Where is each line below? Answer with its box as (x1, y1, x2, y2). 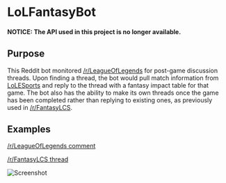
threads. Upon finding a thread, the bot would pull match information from (7, 74, 219, 82)
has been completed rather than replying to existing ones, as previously (7, 95, 213, 104)
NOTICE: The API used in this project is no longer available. (7, 27, 181, 35)
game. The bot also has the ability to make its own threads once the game (7, 88, 219, 97)
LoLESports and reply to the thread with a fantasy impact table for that (7, 81, 209, 89)
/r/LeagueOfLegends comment (7, 142, 96, 150)
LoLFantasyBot (7, 4, 96, 20)
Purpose (7, 48, 45, 60)
